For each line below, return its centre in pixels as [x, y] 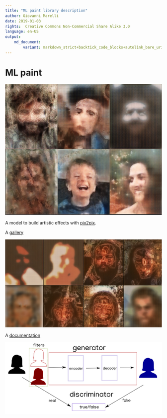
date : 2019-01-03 [23, 21]
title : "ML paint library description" [46, 10]
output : [13, 37]
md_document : [28, 42]
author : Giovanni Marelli [32, 16]
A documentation [23, 335]
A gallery [14, 232]
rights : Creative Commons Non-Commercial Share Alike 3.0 [68, 26]
